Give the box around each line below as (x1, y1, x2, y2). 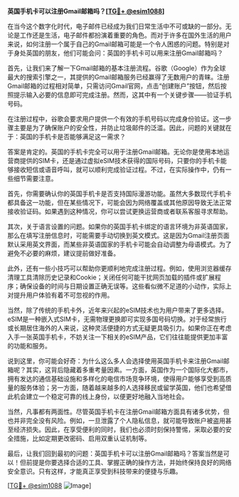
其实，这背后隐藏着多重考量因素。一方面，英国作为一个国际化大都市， (26, 366, 232, 374)
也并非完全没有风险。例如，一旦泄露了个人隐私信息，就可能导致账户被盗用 (7, 417, 225, 424)
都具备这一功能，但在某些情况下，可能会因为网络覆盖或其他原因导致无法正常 (7, 199, 232, 206)
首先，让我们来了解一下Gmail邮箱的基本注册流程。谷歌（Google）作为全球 (7, 64, 226, 72)
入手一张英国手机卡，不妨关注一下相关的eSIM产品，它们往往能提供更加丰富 (7, 333, 228, 341)
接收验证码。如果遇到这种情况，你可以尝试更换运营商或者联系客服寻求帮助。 (7, 207, 232, 216)
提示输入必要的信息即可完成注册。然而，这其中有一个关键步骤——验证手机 (13, 90, 232, 99)
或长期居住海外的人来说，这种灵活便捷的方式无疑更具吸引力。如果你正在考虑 (7, 324, 232, 332)
